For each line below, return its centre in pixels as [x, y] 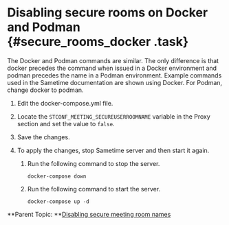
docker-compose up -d [58, 201]
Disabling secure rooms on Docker [108, 13]
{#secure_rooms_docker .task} [98, 42]
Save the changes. [43, 137]
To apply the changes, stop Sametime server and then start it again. [113, 150]
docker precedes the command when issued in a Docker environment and [112, 68]
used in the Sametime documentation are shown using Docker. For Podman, [115, 82]
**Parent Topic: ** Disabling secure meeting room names [89, 214]
